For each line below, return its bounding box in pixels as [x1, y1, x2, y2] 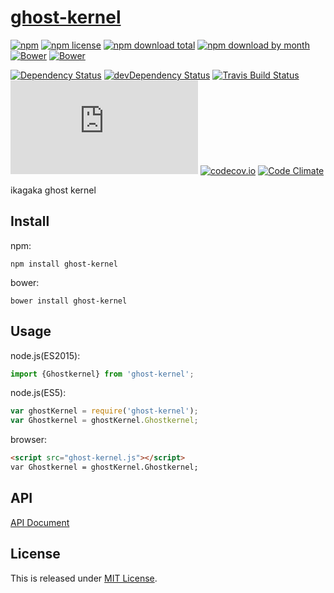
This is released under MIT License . [10, 572, 158, 584]
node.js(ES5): [10, 387, 67, 399]
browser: [10, 434, 48, 446]
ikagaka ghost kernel [10, 184, 97, 196]
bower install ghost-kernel [10, 296, 128, 306]
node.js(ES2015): [10, 349, 81, 361]
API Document [10, 516, 70, 528]
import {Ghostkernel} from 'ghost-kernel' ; [10, 369, 195, 379]
